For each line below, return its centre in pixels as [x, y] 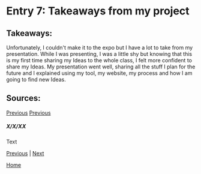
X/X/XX [16, 127]
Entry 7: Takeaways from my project [98, 11]
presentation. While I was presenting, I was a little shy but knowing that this [99, 54]
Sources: [23, 98]
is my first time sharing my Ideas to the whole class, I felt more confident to [99, 60]
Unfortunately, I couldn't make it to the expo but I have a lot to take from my [100, 47]
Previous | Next [25, 153]
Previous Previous [28, 113]
